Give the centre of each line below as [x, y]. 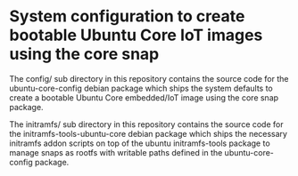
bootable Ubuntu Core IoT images [136, 35]
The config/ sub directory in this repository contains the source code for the [149, 78]
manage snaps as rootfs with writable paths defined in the [116, 152]
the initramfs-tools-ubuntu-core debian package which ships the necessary [149, 133]
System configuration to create [127, 16]
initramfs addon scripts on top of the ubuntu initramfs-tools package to [140, 143]
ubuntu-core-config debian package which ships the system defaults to [141, 88]
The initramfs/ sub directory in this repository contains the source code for [146, 124]
